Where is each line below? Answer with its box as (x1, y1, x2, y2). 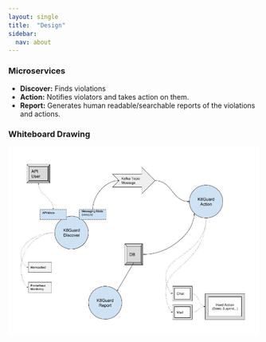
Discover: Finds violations (19, 84, 106, 93)
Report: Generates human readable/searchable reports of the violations (19, 100, 256, 110)
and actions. (19, 108, 61, 119)
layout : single (8, 13, 59, 21)
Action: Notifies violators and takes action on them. (19, 92, 190, 101)
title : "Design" (8, 21, 66, 29)
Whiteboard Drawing (8, 128, 91, 140)
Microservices (8, 65, 66, 77)
